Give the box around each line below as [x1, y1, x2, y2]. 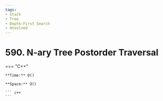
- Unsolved [5, 26, 28, 31]
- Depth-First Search [5, 21, 50, 26]
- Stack [5, 12, 21, 17]
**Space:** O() [5, 82, 37, 87]
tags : [5, 7, 16, 12]
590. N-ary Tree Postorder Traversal [5, 47, 159, 58]
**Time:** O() [5, 73, 35, 78]
